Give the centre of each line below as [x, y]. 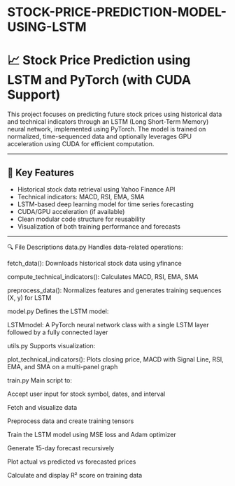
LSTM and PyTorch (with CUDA [99, 80]
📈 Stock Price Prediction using [99, 60]
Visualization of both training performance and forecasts [99, 226]
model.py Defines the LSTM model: [58, 311]
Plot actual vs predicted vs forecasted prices [72, 462]
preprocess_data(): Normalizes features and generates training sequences [114, 290]
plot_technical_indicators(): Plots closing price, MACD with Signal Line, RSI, [115, 359]
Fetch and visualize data [42, 407]
